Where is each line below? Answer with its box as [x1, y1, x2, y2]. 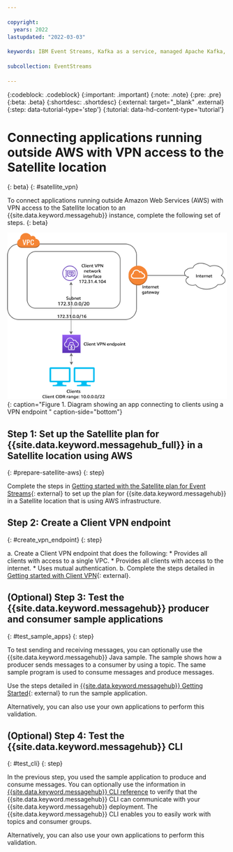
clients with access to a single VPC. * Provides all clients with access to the [7, 556, 224, 565]
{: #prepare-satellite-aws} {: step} [7, 468, 105, 477]
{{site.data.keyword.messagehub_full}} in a [7, 439, 204, 451]
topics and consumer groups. [7, 818, 92, 826]
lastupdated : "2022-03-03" [7, 34, 86, 41]
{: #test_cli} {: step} [7, 759, 63, 768]
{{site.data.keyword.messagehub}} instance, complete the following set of [7, 210, 221, 219]
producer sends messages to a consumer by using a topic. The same [7, 660, 206, 669]
